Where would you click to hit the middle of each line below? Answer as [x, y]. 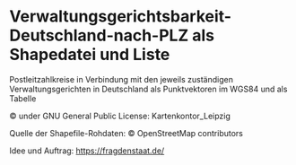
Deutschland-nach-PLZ [99, 35]
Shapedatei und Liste [90, 55]
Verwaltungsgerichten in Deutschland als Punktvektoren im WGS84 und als [148, 89]
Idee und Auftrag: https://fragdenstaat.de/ [87, 151]
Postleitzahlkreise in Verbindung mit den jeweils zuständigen [121, 79]
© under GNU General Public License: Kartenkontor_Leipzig [120, 116]
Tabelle [23, 98]
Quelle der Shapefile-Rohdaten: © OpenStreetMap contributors [126, 133]
